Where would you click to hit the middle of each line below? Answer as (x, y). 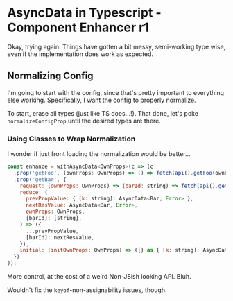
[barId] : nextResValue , (60, 237)
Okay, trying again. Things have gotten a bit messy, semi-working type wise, (116, 46)
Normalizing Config (50, 76)
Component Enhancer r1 (78, 27)
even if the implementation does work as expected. (80, 54)
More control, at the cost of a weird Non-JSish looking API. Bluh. (99, 277)
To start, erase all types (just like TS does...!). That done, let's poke (103, 113)
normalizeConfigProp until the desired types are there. (84, 121)
